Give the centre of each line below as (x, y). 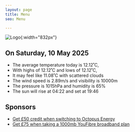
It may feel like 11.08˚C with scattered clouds (58, 75)
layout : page (19, 10)
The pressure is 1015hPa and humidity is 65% (59, 86)
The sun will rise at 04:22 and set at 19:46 (55, 91)
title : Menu (17, 14)
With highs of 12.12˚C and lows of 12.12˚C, (55, 70)
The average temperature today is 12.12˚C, (56, 65)
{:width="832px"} (39, 37)
